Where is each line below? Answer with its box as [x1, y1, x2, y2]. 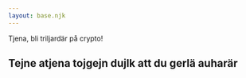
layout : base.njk [8, 11, 66, 20]
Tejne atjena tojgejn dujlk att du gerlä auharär [8, 57, 238, 70]
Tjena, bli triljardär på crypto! [8, 33, 103, 43]
